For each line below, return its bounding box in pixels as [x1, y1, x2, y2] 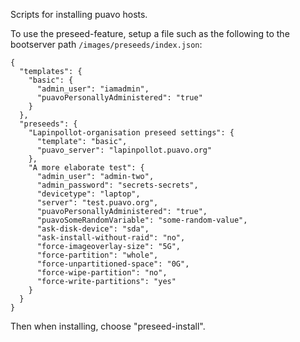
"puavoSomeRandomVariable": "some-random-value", [36, 215, 248, 225]
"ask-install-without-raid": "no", [36, 233, 186, 243]
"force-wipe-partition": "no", [36, 268, 168, 278]
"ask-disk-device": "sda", [36, 224, 150, 234]
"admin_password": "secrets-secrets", [36, 180, 199, 190]
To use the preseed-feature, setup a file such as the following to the [10, 28, 290, 39]
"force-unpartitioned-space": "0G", [36, 259, 190, 269]
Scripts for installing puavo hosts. [10, 9, 148, 20]
